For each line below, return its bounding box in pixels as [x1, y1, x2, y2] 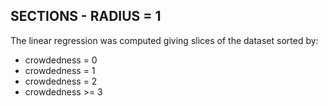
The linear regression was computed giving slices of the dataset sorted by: [10, 34, 319, 46]
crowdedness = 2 [24, 75, 98, 87]
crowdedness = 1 [24, 64, 96, 76]
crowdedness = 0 [24, 54, 98, 66]
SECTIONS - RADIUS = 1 [10, 8, 162, 25]
